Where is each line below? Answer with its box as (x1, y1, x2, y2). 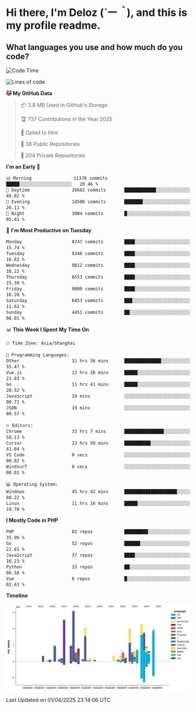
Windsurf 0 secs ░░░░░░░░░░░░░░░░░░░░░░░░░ (6, 464, 191, 470)
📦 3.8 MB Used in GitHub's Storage (20, 102, 108, 108)
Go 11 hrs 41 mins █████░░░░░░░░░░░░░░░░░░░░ (6, 382, 191, 387)
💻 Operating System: (6, 481, 59, 487)
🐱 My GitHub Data (6, 90, 53, 96)
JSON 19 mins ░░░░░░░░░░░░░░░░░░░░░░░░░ (6, 405, 191, 411)
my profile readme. (6, 19, 101, 32)
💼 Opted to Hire (20, 129, 59, 136)
